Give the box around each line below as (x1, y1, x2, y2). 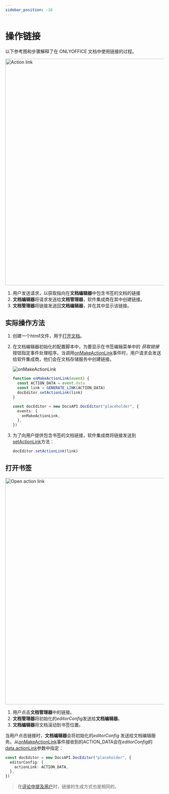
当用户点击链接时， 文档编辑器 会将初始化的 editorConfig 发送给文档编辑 (5, 732, 152, 738)
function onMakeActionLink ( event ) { (12, 376, 90, 381)
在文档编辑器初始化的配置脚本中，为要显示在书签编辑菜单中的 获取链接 (12, 343, 159, 350)
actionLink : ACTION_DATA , (14, 764, 69, 769)
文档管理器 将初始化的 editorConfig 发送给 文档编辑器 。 (12, 715, 123, 721)
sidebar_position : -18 (5, 7, 53, 13)
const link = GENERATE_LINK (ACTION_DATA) (17, 386, 106, 391)
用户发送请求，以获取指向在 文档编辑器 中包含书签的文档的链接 (12, 290, 141, 296)
